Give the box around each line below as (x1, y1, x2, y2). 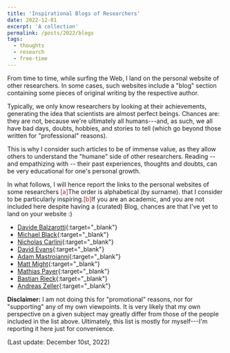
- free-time (13, 55, 48, 62)
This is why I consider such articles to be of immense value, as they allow (7, 144, 216, 153)
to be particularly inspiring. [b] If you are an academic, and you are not (7, 195, 205, 203)
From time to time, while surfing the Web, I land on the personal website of (7, 74, 220, 82)
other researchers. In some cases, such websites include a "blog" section (7, 81, 217, 90)
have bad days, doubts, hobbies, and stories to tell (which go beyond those (7, 124, 222, 132)
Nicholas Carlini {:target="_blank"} (17, 238, 114, 246)
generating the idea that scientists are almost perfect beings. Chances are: (7, 109, 220, 117)
